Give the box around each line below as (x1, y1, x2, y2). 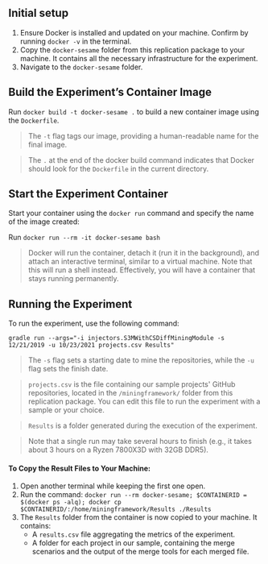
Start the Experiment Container (8, 187, 169, 201)
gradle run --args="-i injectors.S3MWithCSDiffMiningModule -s (8, 334, 225, 342)
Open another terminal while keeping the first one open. (19, 481, 206, 491)
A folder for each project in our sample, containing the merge (31, 538, 235, 548)
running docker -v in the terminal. (19, 36, 132, 46)
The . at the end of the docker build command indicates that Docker (27, 155, 255, 164)
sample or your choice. (27, 405, 105, 415)
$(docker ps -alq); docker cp (19, 499, 122, 507)
